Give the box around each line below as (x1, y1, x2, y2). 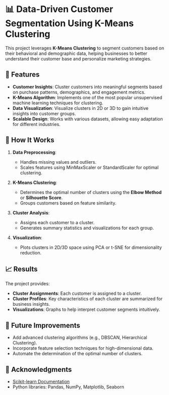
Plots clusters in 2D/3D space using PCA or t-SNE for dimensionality (20, 244, 162, 250)
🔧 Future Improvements (5, 321, 81, 330)
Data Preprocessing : (12, 149, 57, 155)
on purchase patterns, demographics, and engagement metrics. (12, 89, 146, 95)
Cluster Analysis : (12, 210, 50, 216)
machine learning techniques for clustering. (12, 100, 103, 106)
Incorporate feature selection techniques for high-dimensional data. (12, 345, 154, 351)
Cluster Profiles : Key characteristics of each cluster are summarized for (12, 296, 163, 302)
